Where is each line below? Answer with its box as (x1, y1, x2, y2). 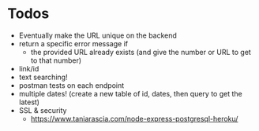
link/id (18, 64, 39, 73)
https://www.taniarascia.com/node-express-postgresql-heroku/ (30, 114, 238, 123)
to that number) (30, 56, 82, 65)
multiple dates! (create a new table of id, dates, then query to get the (18, 89, 242, 98)
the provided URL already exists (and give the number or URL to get (30, 47, 252, 56)
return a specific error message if (18, 38, 128, 48)
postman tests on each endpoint (18, 80, 125, 90)
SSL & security (18, 105, 67, 115)
